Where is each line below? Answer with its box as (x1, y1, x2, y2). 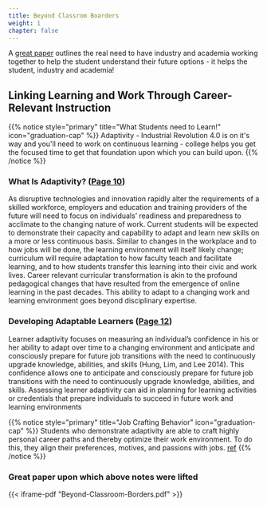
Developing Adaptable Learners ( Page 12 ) (8, 316, 173, 327)
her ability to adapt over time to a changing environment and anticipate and (8, 343, 255, 352)
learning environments (8, 402, 82, 411)
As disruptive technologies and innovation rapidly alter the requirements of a (8, 194, 260, 204)
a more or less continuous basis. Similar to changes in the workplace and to (8, 236, 257, 246)
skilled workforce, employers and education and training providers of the (8, 203, 248, 212)
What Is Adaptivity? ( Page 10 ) (8, 176, 126, 188)
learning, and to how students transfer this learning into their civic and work (8, 262, 257, 271)
